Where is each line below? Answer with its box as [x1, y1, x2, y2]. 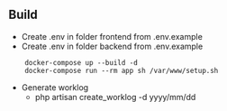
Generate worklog [21, 81, 89, 93]
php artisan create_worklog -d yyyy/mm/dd [34, 91, 196, 102]
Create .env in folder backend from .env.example [21, 41, 204, 51]
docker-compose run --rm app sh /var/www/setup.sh [24, 66, 219, 75]
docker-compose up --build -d [24, 58, 139, 67]
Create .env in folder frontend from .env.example [21, 31, 204, 42]
